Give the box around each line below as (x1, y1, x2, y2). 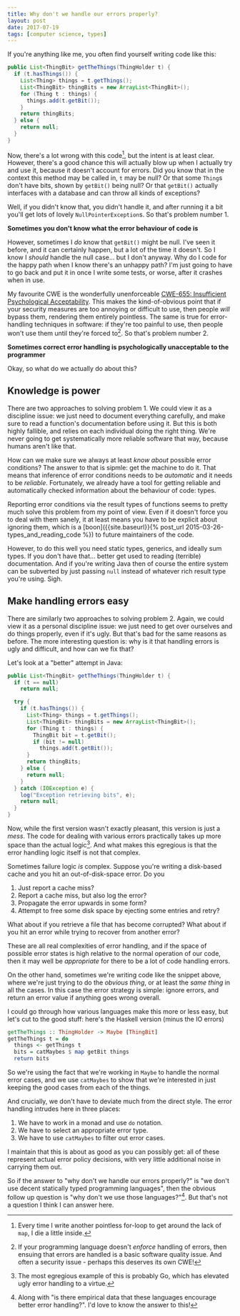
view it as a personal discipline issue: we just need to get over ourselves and (7, 622, 233, 630)
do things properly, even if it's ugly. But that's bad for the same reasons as (7, 629, 227, 638)
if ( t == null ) (14, 679, 59, 686)
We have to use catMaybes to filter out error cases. (17, 1134, 166, 1142)
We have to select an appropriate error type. (17, 1126, 149, 1135)
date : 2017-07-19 (7, 24, 59, 31)
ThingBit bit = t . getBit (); (33, 732, 116, 739)
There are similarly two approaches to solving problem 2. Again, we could (7, 614, 225, 622)
